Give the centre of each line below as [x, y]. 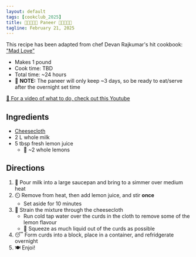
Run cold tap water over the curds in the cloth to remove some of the [107, 216]
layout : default [26, 11]
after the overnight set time [48, 87]
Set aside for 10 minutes [53, 204]
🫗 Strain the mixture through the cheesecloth [69, 209]
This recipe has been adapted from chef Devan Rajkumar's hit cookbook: [94, 45]
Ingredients [28, 117]
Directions [26, 168]
